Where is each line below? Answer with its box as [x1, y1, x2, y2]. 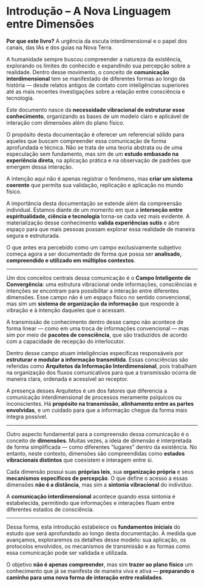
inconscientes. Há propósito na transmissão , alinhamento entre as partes [6, 400, 194, 407]
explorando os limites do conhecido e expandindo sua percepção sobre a [6, 62, 190, 69]
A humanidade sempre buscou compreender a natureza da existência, [6, 55, 182, 63]
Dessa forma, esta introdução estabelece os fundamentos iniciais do [6, 523, 181, 530]
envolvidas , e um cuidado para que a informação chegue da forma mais [6, 406, 188, 414]
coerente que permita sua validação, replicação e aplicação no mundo [6, 181, 183, 189]
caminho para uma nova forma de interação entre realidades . [6, 574, 164, 581]
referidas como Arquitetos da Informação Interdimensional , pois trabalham [6, 362, 197, 369]
